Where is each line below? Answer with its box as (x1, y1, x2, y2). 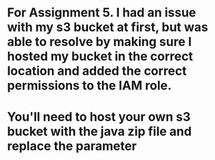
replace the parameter (7, 139, 137, 154)
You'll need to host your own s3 (7, 109, 191, 125)
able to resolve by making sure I (7, 34, 192, 49)
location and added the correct (7, 63, 187, 79)
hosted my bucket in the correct (7, 49, 194, 65)
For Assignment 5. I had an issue (7, 5, 196, 21)
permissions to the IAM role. (7, 78, 172, 93)
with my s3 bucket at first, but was (7, 19, 208, 35)
